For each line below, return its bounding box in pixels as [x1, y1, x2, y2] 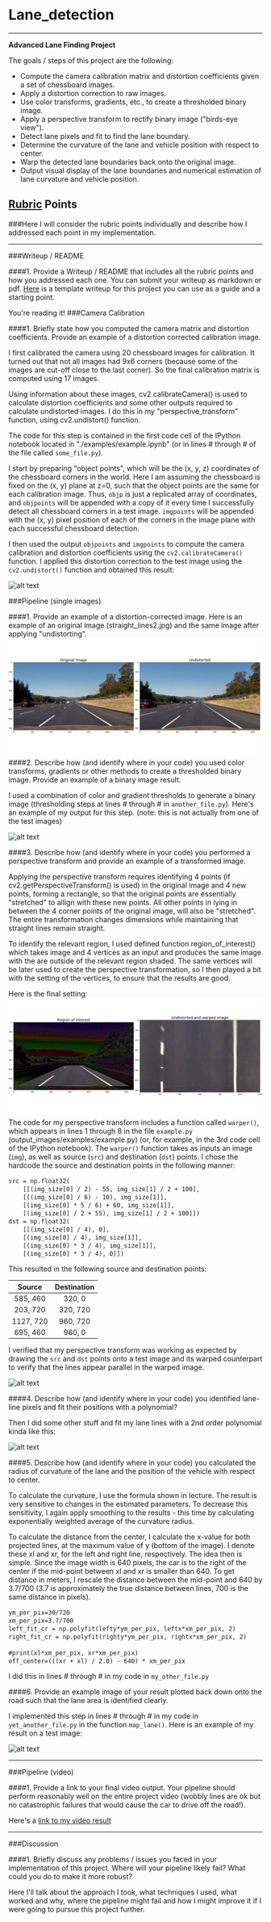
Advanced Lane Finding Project [8, 40, 116, 49]
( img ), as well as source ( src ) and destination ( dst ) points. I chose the [8, 1152, 239, 1162]
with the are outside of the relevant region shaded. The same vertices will [8, 956, 252, 966]
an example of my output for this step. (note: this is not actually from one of [8, 808, 260, 817]
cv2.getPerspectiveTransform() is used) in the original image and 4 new [8, 880, 247, 890]
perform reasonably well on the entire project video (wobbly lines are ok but [8, 1791, 261, 1802]
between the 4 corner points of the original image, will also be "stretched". [8, 906, 256, 916]
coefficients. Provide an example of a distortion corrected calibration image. [8, 332, 261, 342]
